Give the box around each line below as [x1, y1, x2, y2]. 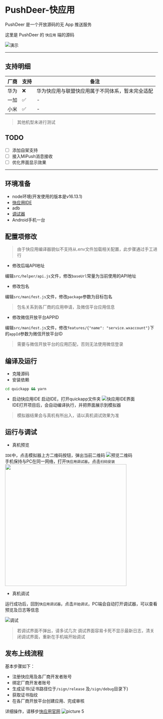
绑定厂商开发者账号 [12, 680, 51, 685]
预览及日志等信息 [5, 607, 39, 613]
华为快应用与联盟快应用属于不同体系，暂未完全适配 [36, 87, 154, 94]
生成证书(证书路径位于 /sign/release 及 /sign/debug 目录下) [12, 685, 129, 692]
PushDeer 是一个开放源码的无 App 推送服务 [5, 21, 92, 27]
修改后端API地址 [12, 263, 45, 268]
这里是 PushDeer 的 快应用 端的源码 [5, 32, 75, 38]
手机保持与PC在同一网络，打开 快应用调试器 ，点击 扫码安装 [5, 458, 115, 464]
